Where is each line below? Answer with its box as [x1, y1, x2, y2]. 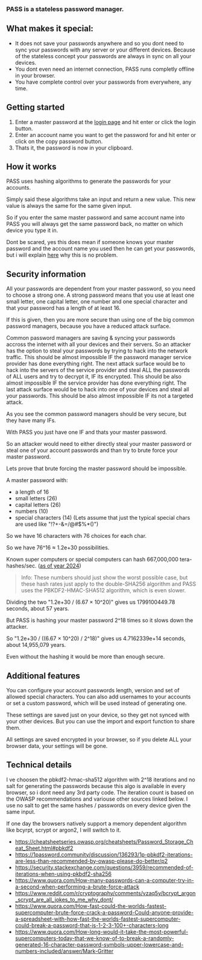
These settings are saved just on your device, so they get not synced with [6, 711, 190, 718]
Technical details [6, 760, 72, 770]
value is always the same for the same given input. [6, 202, 132, 210]
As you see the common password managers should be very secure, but [6, 411, 187, 418]
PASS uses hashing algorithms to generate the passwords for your [6, 177, 171, 185]
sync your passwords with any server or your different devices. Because [14, 46, 195, 53]
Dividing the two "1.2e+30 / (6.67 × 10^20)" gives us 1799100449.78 [6, 598, 175, 606]
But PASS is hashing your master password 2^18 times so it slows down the [6, 617, 194, 624]
